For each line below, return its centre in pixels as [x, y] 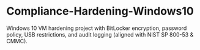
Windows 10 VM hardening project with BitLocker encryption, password [97, 28]
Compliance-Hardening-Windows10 [100, 11]
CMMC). [17, 41]
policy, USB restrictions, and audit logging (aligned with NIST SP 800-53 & [100, 34]
